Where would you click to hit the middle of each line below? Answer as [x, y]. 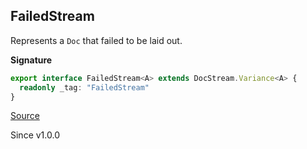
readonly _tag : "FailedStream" [84, 87]
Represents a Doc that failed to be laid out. [96, 40]
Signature [31, 60]
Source [25, 116]
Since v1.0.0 [35, 135]
